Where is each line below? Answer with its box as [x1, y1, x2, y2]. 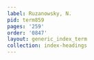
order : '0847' [7, 29, 48, 37]
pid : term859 [7, 17, 45, 23]
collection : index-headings [7, 42, 88, 49]
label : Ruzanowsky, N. [7, 10, 72, 17]
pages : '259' [7, 23, 45, 30]
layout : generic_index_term [7, 36, 88, 43]
